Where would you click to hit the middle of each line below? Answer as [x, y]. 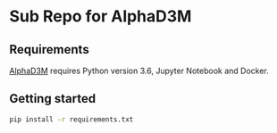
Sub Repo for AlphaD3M [101, 17]
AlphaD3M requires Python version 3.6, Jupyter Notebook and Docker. [139, 71]
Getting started [53, 99]
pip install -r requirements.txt [71, 119]
